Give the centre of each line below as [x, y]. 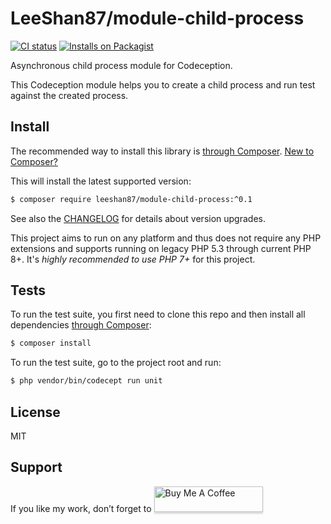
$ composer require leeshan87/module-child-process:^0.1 [131, 199]
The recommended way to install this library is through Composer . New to [162, 151]
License [35, 412]
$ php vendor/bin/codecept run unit [86, 381]
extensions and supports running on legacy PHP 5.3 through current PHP [161, 248]
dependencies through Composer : [81, 325]
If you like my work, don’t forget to [81, 508]
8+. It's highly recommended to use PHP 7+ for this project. [133, 259]
